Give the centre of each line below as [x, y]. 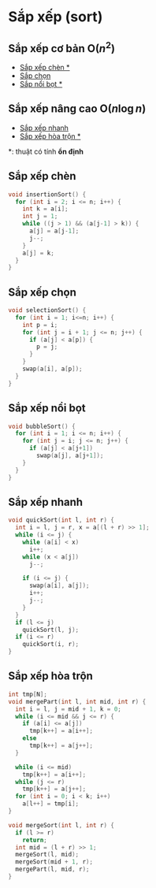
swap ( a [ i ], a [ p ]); [52, 369]
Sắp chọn [35, 76]
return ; [35, 840]
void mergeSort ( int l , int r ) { [61, 825]
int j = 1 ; [40, 217]
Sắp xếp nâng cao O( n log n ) [77, 109]
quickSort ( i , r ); [51, 645]
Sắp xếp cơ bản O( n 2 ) [62, 47]
